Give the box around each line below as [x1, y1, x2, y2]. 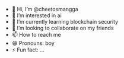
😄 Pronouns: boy [11, 40, 55, 47]
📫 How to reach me [11, 31, 61, 38]
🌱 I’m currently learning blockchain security [11, 18, 119, 25]
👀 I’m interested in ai [11, 12, 62, 19]
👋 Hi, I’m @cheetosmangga [11, 6, 78, 12]
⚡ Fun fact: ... [11, 46, 44, 53]
